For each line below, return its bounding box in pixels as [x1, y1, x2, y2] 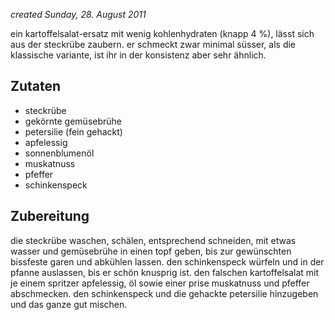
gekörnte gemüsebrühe [24, 115, 123, 127]
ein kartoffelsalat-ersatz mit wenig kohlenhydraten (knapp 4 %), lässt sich [10, 28, 315, 39]
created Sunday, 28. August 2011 [10, 9, 147, 20]
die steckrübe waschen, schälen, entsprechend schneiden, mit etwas [10, 234, 297, 246]
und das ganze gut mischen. [10, 298, 128, 310]
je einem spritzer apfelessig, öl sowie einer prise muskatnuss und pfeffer [10, 277, 310, 289]
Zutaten [10, 78, 62, 95]
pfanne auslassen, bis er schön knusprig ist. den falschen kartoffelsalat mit [10, 266, 320, 278]
